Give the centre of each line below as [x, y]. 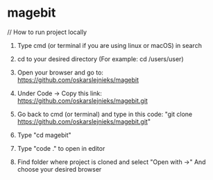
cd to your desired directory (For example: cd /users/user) [100, 59]
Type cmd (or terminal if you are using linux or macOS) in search [110, 45]
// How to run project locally [47, 32]
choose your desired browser [59, 169]
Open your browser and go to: [60, 72]
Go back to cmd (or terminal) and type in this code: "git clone [105, 114]
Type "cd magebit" [44, 135]
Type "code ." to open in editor [61, 148]
